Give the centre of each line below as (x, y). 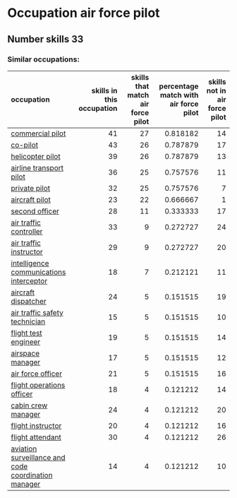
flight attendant (36, 437)
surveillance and (38, 457)
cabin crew (29, 405)
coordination (32, 475)
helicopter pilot (36, 156)
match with (179, 95)
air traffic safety (37, 312)
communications (38, 272)
